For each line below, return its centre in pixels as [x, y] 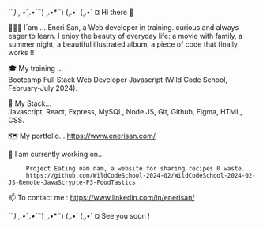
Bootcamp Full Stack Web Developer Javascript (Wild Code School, [118, 80]
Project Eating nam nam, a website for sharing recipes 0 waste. [135, 169]
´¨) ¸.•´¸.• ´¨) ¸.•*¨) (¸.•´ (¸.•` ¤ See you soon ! [79, 216]
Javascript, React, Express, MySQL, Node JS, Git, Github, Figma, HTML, [125, 112]
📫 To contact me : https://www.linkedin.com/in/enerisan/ [101, 198]
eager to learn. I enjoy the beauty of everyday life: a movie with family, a [126, 36]
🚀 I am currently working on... [56, 154]
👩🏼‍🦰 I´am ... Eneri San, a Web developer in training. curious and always [124, 27]
